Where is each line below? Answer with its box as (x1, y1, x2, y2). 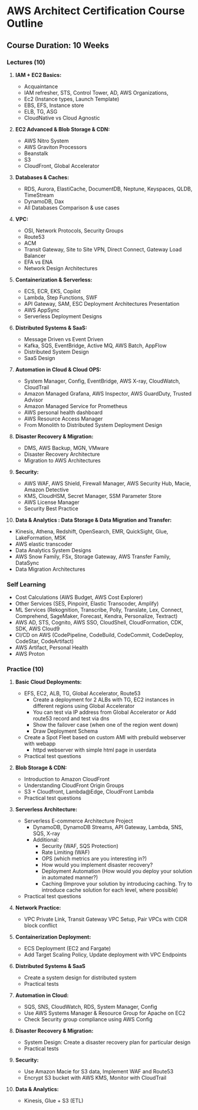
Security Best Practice (24, 504, 78, 512)
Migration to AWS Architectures (24, 457, 101, 464)
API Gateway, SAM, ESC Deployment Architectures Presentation (24, 300, 180, 307)
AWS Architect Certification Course (6, 4, 185, 18)
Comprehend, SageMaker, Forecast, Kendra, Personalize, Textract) (15, 613, 178, 620)
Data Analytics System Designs (15, 546, 92, 554)
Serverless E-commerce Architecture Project (24, 817, 133, 824)
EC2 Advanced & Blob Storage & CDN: (15, 125, 110, 132)
